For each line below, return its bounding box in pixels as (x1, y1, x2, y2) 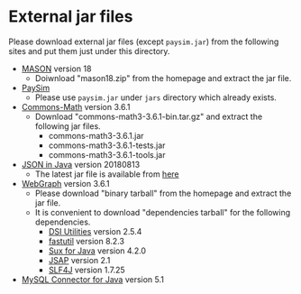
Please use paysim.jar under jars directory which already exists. (34, 92, 277, 103)
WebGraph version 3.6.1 (21, 178, 110, 188)
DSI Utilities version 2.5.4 (48, 225, 142, 236)
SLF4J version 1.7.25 (48, 264, 125, 275)
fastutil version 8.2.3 (48, 235, 125, 246)
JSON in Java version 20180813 (21, 159, 141, 170)
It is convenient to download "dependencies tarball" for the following (34, 207, 291, 217)
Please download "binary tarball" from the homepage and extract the (34, 188, 292, 198)
